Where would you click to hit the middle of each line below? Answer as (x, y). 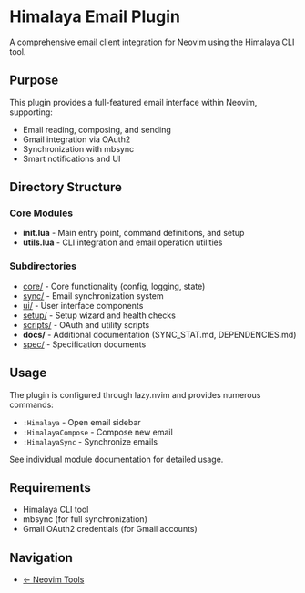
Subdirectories (43, 266)
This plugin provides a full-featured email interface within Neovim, (133, 102)
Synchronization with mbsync (78, 148)
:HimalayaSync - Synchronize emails (90, 441)
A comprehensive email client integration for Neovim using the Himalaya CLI (152, 42)
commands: (32, 404)
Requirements (50, 488)
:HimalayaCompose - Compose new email (97, 432)
